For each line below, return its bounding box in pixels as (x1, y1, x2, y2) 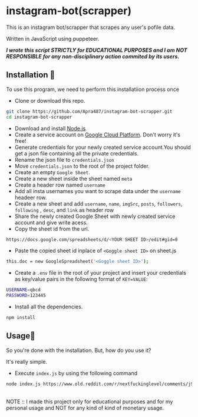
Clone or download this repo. (14, 97, 85, 104)
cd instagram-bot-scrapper (6, 114, 72, 120)
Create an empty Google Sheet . (14, 168, 90, 175)
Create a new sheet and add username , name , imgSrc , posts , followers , (14, 200, 183, 207)
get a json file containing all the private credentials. (14, 149, 139, 157)
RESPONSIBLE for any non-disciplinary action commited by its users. (6, 53, 180, 60)
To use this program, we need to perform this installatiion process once (6, 86, 180, 93)
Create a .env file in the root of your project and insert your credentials (14, 269, 187, 276)
